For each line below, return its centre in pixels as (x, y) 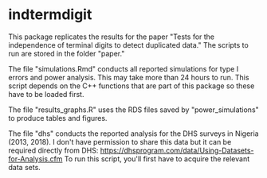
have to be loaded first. (46, 94)
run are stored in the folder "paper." (67, 53)
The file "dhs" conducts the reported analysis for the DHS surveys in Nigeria (133, 133)
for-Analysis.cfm (35, 159)
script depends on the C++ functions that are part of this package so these (132, 86)
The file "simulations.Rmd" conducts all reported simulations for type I (124, 68)
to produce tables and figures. (58, 118)
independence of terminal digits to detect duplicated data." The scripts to (128, 44)
